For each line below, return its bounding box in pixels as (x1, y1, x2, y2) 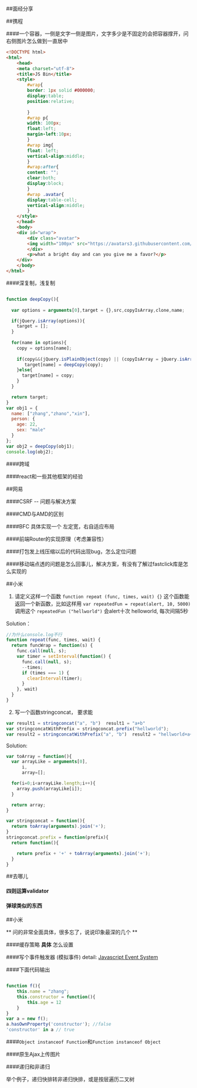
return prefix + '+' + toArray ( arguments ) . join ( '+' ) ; (16, 850, 151, 856)
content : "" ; (27, 169, 59, 175)
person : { (11, 416, 35, 422)
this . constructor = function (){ (16, 994, 96, 1000)
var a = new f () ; (6, 1016, 49, 1022)
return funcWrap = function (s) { (11, 643, 93, 648)
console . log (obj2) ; (6, 449, 54, 455)
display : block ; (27, 181, 64, 187)
